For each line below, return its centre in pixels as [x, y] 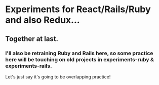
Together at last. [32, 39]
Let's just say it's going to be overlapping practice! [58, 76]
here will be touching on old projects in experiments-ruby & [80, 59]
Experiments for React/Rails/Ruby [78, 9]
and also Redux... [43, 20]
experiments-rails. [29, 66]
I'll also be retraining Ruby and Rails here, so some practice [79, 53]
